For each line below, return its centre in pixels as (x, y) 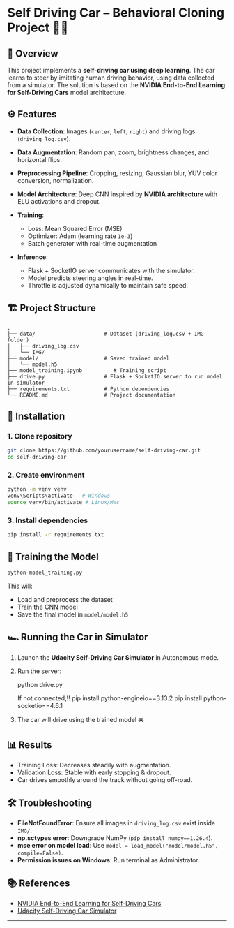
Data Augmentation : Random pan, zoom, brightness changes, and (113, 152)
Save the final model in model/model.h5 (73, 614)
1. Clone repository (40, 436)
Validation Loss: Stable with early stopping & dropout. (94, 772)
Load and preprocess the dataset (65, 599)
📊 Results (30, 745)
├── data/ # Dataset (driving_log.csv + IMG (106, 334)
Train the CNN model (47, 607)
